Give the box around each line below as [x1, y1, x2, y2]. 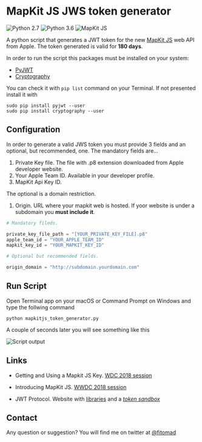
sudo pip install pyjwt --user [6, 102, 86, 109]
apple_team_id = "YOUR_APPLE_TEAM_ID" [6, 237, 104, 243]
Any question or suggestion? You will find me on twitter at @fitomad [6, 429, 177, 436]
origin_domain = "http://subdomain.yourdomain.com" [6, 264, 140, 271]
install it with [6, 91, 38, 98]
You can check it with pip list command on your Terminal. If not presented [6, 84, 196, 92]
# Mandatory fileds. [6, 220, 59, 226]
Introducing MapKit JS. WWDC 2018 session [15, 383, 127, 390]
